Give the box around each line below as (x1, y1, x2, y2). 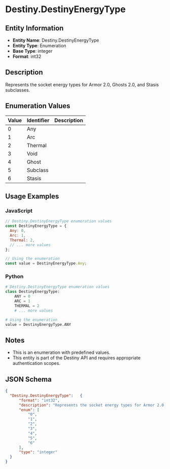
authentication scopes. (12, 360, 61, 366)
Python (5, 273, 24, 280)
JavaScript (5, 207, 33, 214)
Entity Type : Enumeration (12, 43, 67, 49)
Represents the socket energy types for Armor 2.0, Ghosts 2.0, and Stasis (5, 81, 159, 87)
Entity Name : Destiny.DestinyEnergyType (12, 37, 100, 43)
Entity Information (5, 24, 64, 32)
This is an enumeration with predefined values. (12, 349, 111, 356)
